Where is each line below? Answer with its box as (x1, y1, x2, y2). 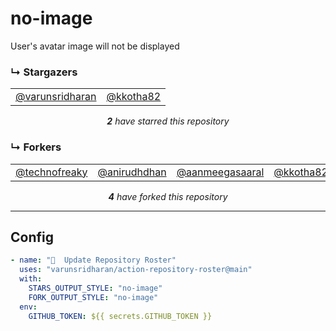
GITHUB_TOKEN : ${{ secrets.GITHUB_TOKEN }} (28, 311, 213, 321)
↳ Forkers (10, 140, 62, 154)
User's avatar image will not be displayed (10, 40, 180, 52)
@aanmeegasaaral (176, 165, 265, 179)
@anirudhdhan (97, 165, 167, 179)
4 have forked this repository (108, 190, 228, 202)
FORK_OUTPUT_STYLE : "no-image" (28, 292, 159, 302)
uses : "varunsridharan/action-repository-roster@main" (19, 265, 253, 275)
